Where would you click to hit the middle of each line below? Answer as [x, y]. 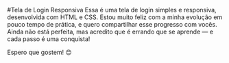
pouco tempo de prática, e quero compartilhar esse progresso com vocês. [112, 24]
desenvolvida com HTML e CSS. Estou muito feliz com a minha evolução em [115, 17]
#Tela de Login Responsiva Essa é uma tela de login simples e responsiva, [112, 10]
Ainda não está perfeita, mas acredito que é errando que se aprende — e [110, 32]
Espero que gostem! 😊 [39, 52]
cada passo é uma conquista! [49, 39]
